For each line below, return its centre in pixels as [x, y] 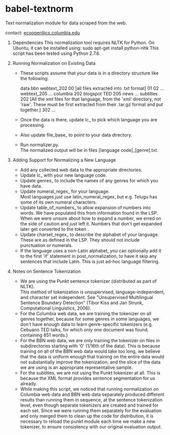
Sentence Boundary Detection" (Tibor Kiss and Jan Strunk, [82, 303]
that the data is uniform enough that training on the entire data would [92, 356]
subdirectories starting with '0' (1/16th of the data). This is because [90, 346]
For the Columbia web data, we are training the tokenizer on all [86, 313]
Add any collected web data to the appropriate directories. [81, 170]
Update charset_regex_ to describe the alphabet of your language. [90, 235]
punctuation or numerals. [46, 245]
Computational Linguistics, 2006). [56, 308]
